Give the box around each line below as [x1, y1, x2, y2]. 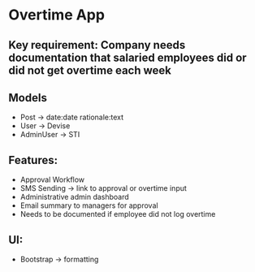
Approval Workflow [19, 175, 85, 184]
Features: [8, 153, 58, 167]
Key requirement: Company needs [8, 38, 186, 52]
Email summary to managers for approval [19, 201, 158, 210]
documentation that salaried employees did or [8, 50, 247, 64]
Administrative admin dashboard [19, 192, 130, 202]
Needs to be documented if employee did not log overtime [19, 209, 216, 219]
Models [8, 91, 47, 105]
